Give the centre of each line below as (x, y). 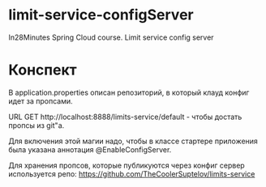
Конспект (43, 70)
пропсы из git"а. (36, 125)
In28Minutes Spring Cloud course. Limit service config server (111, 37)
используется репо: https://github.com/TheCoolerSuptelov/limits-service (132, 174)
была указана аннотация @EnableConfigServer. (90, 149)
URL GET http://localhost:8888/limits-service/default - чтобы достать (125, 117)
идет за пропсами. (41, 101)
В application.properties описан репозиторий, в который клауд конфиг (129, 92)
